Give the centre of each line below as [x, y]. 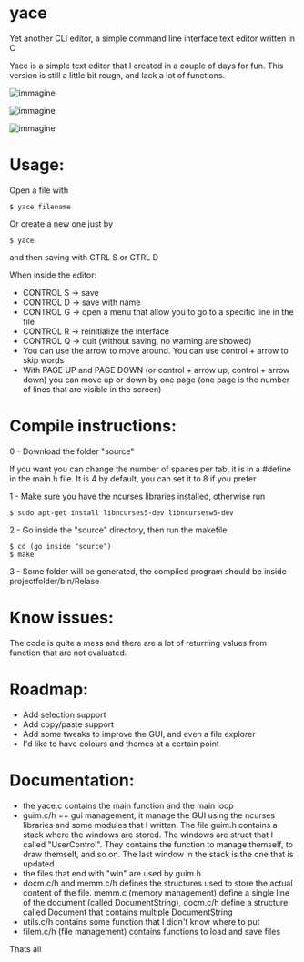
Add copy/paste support [68, 724]
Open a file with [39, 190]
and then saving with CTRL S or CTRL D [84, 257]
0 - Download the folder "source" [72, 451]
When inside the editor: [53, 275]
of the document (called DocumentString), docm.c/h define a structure [155, 902]
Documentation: [72, 780]
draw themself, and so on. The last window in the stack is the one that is [158, 854]
